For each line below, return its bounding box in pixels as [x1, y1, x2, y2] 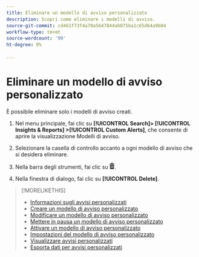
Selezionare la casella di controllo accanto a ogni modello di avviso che [15, 144, 193, 152]
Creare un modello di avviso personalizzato [30, 205, 139, 212]
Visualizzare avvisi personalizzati [30, 237, 113, 244]
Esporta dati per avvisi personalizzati [30, 243, 123, 251]
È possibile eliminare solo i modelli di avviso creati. [6, 108, 132, 115]
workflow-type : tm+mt [6, 29, 61, 35]
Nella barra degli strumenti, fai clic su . [15, 163, 116, 170]
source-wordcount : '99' [6, 35, 67, 42]
